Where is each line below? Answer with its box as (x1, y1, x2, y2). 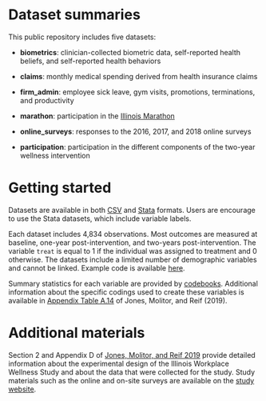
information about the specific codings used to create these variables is (8, 287, 245, 297)
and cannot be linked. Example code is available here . (8, 263, 185, 273)
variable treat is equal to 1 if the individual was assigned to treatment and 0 (8, 246, 257, 255)
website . (8, 384, 37, 394)
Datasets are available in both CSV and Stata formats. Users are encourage (8, 205, 256, 215)
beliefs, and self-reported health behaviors (19, 56, 161, 66)
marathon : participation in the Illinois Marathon (19, 110, 176, 121)
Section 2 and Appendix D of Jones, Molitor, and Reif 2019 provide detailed (8, 350, 256, 359)
